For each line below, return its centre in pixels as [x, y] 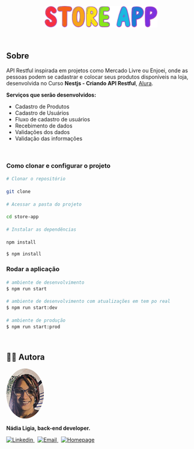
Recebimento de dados [44, 126]
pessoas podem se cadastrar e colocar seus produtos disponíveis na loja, [97, 77]
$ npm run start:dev [32, 308]
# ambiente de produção [36, 321]
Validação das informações [49, 138]
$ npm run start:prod [33, 327]
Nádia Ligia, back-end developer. [48, 428]
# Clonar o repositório [36, 179]
